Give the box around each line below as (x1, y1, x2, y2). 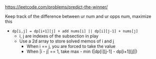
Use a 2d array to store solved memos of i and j (19, 38, 114, 44)
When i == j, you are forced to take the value (26, 44, 116, 49)
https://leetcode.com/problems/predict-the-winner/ (5, 4, 108, 10)
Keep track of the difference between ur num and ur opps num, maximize (5, 14, 152, 19)
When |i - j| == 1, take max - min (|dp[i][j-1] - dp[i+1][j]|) (26, 48, 138, 54)
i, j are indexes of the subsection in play (19, 33, 99, 39)
